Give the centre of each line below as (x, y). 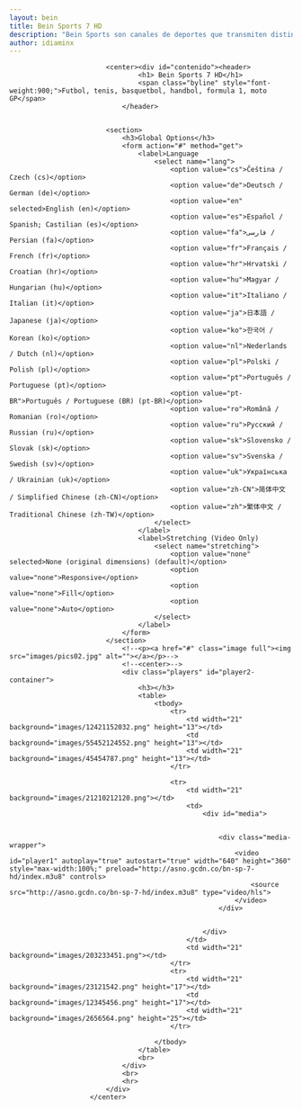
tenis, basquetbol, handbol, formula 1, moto (181, 91)
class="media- (265, 837)
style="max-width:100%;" (56, 869)
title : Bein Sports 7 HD (56, 26)
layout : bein (34, 18)
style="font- (247, 83)
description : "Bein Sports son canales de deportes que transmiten (138, 34)
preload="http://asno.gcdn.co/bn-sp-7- (180, 869)
